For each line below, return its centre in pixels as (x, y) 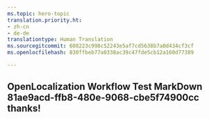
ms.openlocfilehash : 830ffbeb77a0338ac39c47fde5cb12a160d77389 (101, 53)
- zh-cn (18, 26)
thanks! (24, 109)
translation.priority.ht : (44, 20)
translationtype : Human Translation (60, 40)
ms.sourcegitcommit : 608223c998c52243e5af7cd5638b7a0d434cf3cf (101, 46)
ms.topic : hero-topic (39, 14)
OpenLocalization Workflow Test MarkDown (105, 87)
